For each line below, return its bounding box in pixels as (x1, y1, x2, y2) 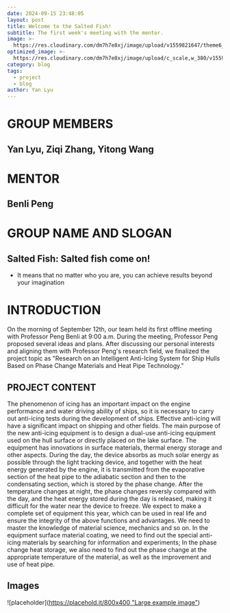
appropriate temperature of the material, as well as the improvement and (7, 553, 212, 562)
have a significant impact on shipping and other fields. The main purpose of (7, 421, 221, 430)
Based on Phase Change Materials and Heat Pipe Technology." (7, 362, 184, 370)
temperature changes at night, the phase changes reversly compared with (7, 487, 216, 496)
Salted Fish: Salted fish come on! (7, 253, 151, 264)
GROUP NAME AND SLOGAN (7, 226, 172, 241)
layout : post (7, 16, 44, 23)
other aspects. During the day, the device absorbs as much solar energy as (7, 451, 219, 459)
